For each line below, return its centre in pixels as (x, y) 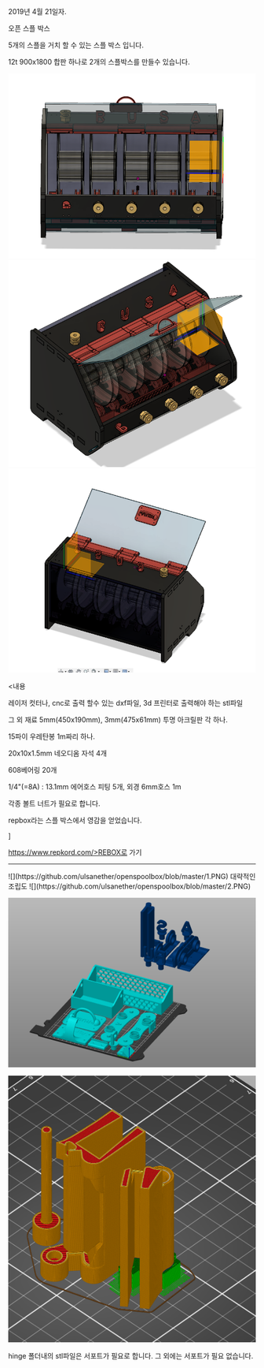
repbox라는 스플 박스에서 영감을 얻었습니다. (75, 820)
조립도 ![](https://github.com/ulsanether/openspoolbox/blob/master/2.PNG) (130, 886)
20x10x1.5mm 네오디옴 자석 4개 (58, 753)
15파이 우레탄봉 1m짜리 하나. (52, 736)
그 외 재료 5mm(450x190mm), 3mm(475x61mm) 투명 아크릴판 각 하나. (118, 720)
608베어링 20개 (33, 770)
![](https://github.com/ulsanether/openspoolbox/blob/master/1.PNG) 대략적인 (132, 877)
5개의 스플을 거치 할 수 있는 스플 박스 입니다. (76, 45)
